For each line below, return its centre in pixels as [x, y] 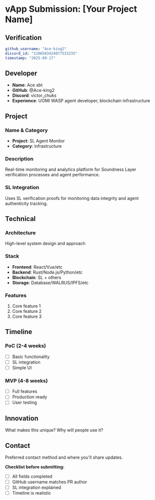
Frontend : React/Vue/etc [37, 267]
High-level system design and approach [45, 244]
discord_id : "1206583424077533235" [41, 53]
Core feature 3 [27, 316]
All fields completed [32, 476]
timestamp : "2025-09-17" [30, 58]
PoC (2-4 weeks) [26, 346]
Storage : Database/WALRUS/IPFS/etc [50, 282]
